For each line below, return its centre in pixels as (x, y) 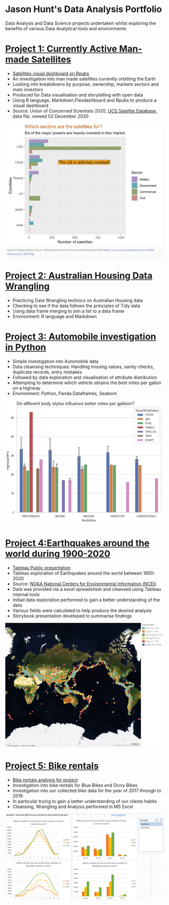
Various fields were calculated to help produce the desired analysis (82, 611)
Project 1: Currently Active (61, 49)
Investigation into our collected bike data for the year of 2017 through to (87, 790)
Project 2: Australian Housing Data (79, 276)
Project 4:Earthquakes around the (77, 543)
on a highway (26, 388)
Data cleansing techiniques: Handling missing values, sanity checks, (83, 367)
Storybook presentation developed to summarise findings (72, 616)
